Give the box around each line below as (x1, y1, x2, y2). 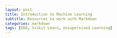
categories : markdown (5, 21, 50, 26)
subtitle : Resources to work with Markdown (5, 16, 97, 21)
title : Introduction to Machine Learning (5, 12, 93, 17)
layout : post (5, 7, 32, 12)
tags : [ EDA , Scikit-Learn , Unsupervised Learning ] (5, 26, 113, 31)
